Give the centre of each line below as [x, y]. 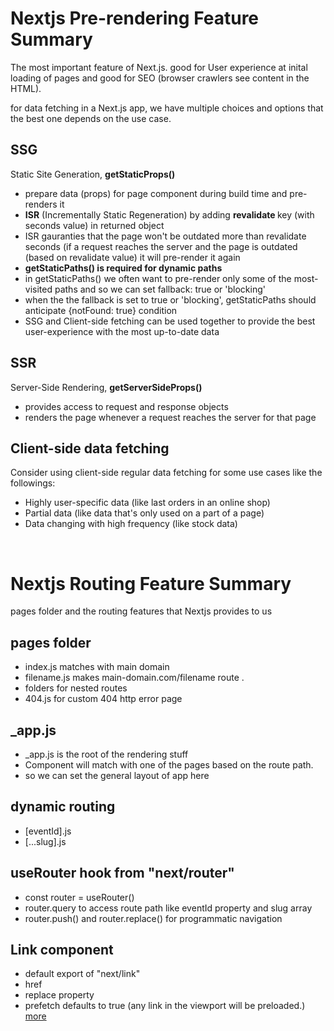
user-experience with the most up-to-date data [122, 331]
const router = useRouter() [79, 897]
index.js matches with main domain [97, 667]
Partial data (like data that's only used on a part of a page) [144, 513]
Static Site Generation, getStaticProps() [93, 174]
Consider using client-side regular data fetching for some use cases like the [166, 473]
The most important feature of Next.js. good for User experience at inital [159, 67]
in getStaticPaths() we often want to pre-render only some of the [158, 278]
